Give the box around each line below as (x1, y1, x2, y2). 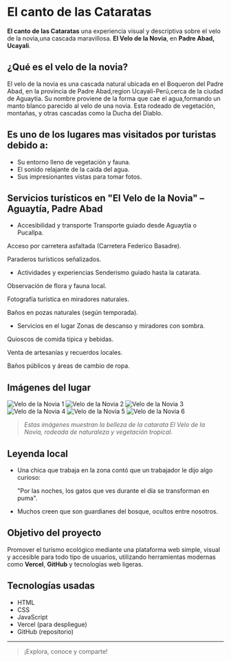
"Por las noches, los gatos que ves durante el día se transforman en (16, 487, 210, 495)
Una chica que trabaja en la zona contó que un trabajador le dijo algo (16, 466, 213, 474)
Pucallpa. (16, 228, 44, 237)
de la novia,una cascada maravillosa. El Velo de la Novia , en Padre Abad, (7, 34, 215, 42)
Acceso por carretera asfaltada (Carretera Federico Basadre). (7, 242, 181, 250)
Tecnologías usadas (7, 580, 95, 592)
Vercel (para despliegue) (16, 620, 87, 628)
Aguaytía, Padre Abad (7, 203, 103, 214)
